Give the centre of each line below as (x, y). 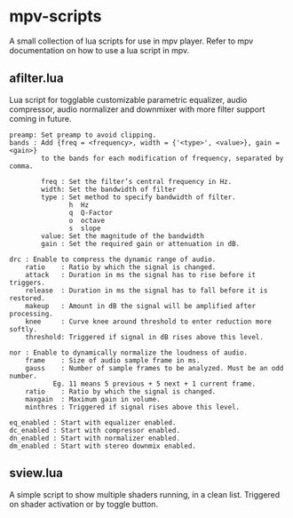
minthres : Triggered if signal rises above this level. (133, 407)
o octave (87, 220)
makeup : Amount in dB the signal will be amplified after (140, 306)
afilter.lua (36, 79)
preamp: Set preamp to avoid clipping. (83, 135)
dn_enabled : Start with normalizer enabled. (95, 438)
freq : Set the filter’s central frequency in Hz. (137, 181)
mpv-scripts (55, 16)
